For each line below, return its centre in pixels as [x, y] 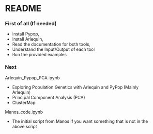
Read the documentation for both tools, [51, 45]
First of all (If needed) [31, 24]
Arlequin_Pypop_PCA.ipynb [32, 77]
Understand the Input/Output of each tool [54, 49]
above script [24, 126]
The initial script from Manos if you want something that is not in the [80, 121]
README [23, 8]
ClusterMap [24, 103]
